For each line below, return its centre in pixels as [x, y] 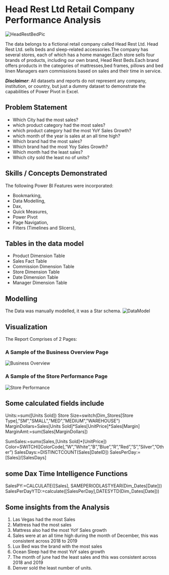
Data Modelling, [29, 201]
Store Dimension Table [36, 272]
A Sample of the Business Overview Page [57, 352]
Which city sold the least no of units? [51, 157]
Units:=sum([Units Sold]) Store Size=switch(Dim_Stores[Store [69, 416]
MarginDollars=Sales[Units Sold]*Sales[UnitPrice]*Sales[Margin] [73, 426]
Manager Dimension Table [40, 283]
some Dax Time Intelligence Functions [67, 473]
